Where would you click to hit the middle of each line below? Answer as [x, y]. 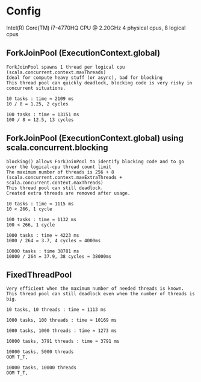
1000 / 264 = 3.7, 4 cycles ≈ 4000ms [54, 240]
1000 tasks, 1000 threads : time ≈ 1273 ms [62, 331]
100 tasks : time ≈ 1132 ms [42, 219]
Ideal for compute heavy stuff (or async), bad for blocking [85, 77]
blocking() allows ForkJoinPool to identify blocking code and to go [95, 161]
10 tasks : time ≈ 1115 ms [40, 204]
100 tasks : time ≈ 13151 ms [43, 114]
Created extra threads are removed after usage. [68, 193]
